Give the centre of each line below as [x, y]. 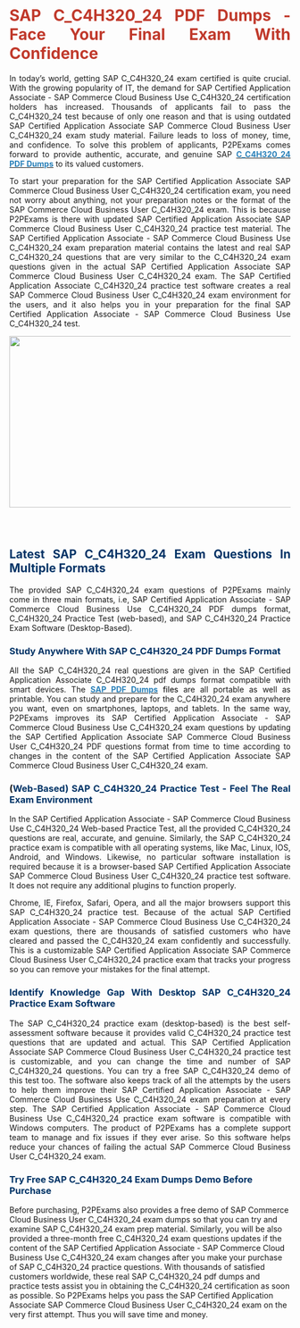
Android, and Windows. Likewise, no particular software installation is [150, 857]
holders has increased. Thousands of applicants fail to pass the [150, 106]
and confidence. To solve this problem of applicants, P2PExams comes [150, 145]
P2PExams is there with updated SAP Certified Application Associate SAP [150, 219]
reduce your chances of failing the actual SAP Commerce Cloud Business [150, 1147]
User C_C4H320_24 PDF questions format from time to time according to [150, 746]
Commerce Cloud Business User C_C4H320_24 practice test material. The [150, 228]
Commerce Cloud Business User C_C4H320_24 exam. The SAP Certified [150, 276]
